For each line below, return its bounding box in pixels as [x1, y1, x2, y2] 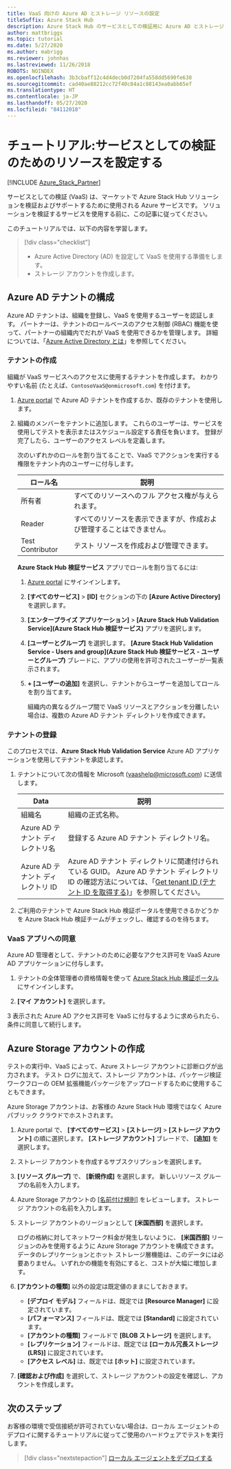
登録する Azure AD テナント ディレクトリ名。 [67, 833, 214, 843]
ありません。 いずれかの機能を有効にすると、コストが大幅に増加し [23, 1259, 212, 1267]
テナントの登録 [7, 730, 57, 740]
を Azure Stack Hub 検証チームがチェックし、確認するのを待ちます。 [16, 915, 213, 923]
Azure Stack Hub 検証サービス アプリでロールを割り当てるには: [16, 563, 198, 571]
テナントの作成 [7, 356, 57, 365]
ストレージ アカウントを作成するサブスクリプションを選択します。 [16, 1157, 206, 1166]
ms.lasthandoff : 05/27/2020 [7, 100, 88, 107]
